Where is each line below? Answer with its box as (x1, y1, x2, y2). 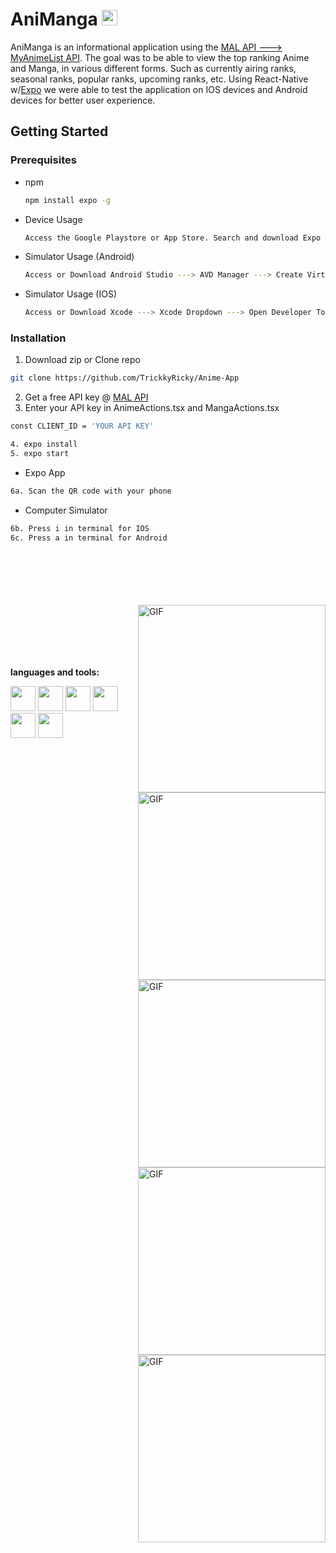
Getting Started (10, 123, 109, 140)
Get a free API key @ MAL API (24, 391, 149, 403)
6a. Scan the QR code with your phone (10, 486, 172, 496)
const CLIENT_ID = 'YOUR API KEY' (10, 421, 155, 432)
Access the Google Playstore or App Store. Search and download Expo (24, 233, 322, 243)
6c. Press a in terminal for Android (10, 533, 168, 543)
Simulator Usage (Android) (24, 251, 135, 263)
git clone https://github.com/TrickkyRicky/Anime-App (10, 373, 240, 383)
